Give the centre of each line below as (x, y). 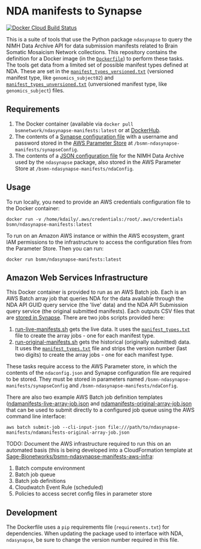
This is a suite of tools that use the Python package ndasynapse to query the (99, 39)
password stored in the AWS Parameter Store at (74, 143)
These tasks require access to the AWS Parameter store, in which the (92, 366)
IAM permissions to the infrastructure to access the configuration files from (99, 242)
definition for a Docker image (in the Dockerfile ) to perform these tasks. (95, 58)
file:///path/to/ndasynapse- (144, 428)
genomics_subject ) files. (35, 90)
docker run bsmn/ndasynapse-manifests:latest (64, 259)
